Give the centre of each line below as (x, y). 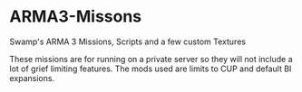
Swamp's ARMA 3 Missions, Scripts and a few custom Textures (128, 41)
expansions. (32, 78)
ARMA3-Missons (76, 17)
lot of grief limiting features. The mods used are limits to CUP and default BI (151, 69)
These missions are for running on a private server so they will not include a (151, 59)
